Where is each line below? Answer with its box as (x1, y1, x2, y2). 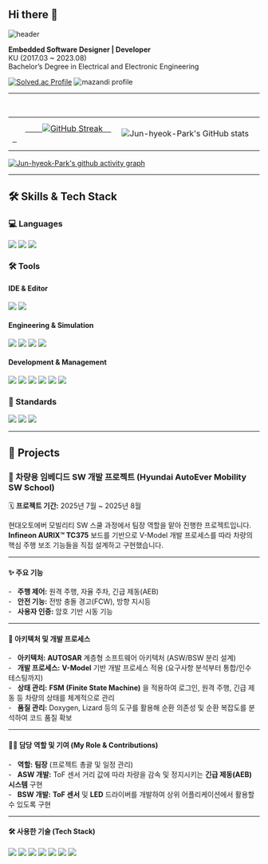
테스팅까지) (8, 673, 44, 683)
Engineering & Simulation (8, 321, 94, 330)
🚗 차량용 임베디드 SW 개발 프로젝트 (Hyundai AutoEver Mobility (8, 471, 247, 483)
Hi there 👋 (8, 8, 58, 22)
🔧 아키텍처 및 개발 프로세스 (8, 633, 91, 643)
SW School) (8, 482, 55, 493)
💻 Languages (8, 219, 63, 230)
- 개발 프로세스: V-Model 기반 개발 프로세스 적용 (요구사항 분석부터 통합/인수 (8, 663, 252, 673)
